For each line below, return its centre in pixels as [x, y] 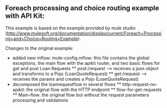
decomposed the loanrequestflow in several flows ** [67, 84]
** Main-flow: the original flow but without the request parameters [81, 95]
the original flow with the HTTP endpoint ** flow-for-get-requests [94, 90]
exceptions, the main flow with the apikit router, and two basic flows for [86, 63]
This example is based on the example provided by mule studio [70, 28]
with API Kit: [25, 16]
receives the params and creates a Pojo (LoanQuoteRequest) [75, 79]
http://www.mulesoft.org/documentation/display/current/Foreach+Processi [84, 33]
